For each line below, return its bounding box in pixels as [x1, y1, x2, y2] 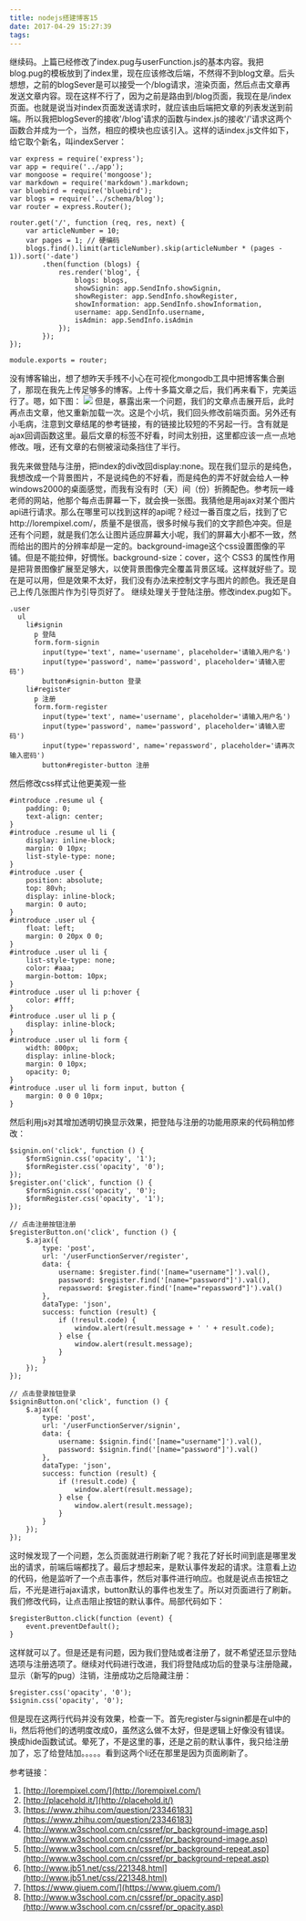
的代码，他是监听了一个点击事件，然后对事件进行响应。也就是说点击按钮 [9, 1573, 280, 1584]
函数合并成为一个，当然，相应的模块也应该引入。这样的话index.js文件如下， [9, 125, 294, 136]
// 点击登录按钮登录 [9, 1389, 76, 1399]
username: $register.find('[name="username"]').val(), [57, 1268, 271, 1278]
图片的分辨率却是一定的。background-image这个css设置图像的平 [40, 540, 286, 552]
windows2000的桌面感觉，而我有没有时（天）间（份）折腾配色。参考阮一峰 [9, 484, 294, 495]
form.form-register [33, 703, 107, 712]
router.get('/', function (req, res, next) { [9, 218, 185, 228]
